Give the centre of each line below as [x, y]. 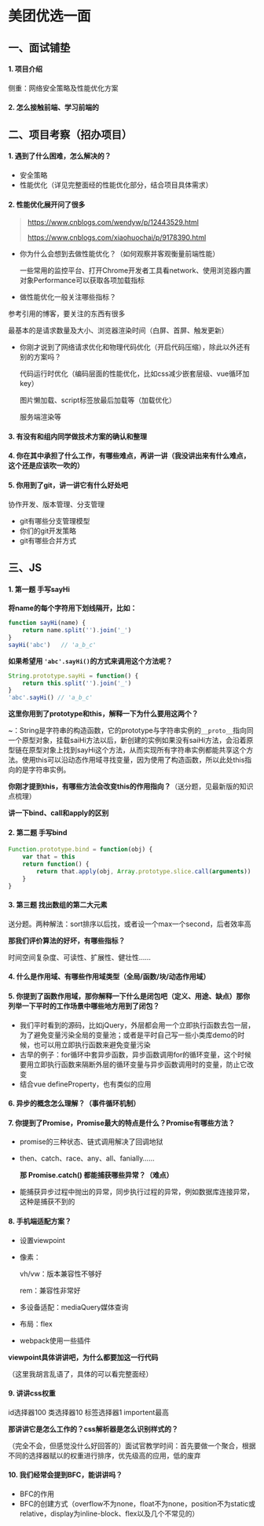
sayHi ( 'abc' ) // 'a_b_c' [52, 645]
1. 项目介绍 [26, 69]
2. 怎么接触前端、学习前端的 [54, 108]
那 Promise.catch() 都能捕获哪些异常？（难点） [96, 1175]
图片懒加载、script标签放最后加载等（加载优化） [98, 400]
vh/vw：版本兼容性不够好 [60, 1274]
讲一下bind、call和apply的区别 [59, 813]
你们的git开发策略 [48, 531]
